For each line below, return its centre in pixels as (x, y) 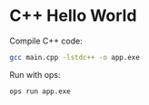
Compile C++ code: (46, 41)
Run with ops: (35, 74)
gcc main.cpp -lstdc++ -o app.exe (75, 57)
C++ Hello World (73, 16)
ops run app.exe (40, 91)
